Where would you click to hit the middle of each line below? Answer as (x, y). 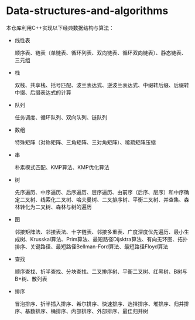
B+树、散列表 (31, 279)
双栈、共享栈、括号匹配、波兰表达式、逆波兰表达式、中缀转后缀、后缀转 (102, 85)
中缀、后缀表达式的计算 (43, 92)
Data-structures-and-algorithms (87, 11)
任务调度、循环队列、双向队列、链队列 (61, 117)
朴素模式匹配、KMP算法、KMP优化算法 (62, 167)
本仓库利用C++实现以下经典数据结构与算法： (60, 28)
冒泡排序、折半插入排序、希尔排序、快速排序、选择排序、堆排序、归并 (99, 304)
